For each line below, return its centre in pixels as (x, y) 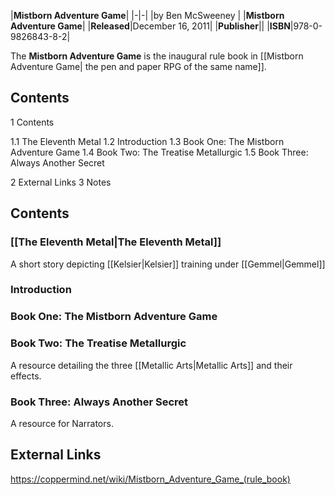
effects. (26, 376)
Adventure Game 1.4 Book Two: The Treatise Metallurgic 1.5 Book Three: (159, 152)
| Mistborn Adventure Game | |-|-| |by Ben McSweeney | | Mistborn (147, 15)
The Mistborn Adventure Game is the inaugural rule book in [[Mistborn (157, 56)
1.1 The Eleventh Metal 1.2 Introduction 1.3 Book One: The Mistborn (147, 141)
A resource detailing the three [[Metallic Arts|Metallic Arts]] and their (151, 365)
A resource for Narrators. (62, 423)
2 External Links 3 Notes (61, 182)
